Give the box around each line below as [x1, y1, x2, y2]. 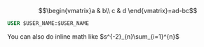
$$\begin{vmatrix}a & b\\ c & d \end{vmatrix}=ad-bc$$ [38, 7, 198, 15]
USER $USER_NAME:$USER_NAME [7, 20, 90, 27]
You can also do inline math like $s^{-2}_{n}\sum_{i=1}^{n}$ [7, 32, 180, 41]
